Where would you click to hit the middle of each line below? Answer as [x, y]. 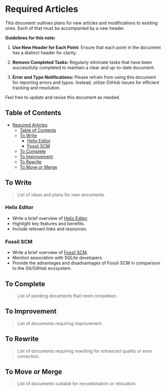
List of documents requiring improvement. [60, 323]
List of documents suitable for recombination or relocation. [77, 384]
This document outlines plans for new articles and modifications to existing [82, 23]
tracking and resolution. [36, 87]
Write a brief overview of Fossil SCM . [50, 253]
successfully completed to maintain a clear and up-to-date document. [83, 67]
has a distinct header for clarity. [45, 53]
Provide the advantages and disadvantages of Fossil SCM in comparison [86, 263]
